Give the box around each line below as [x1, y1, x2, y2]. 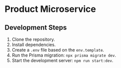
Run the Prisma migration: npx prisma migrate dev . [11, 52, 116, 58]
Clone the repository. [11, 36, 55, 42]
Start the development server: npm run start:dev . [11, 58, 114, 63]
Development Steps [4, 23, 67, 32]
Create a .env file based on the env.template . [11, 47, 105, 53]
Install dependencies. [11, 42, 56, 48]
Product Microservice [4, 3, 96, 15]
